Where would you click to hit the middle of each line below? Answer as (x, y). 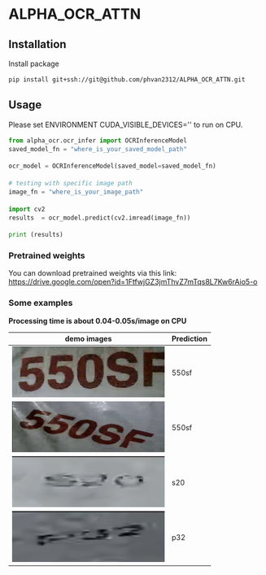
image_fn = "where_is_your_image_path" (76, 192)
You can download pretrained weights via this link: (93, 273)
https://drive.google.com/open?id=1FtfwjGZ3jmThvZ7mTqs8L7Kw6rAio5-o (133, 282)
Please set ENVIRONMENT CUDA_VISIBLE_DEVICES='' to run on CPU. (126, 124)
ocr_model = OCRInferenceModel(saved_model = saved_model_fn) (113, 166)
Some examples (41, 303)
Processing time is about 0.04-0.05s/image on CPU (98, 320)
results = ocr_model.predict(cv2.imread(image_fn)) (100, 218)
